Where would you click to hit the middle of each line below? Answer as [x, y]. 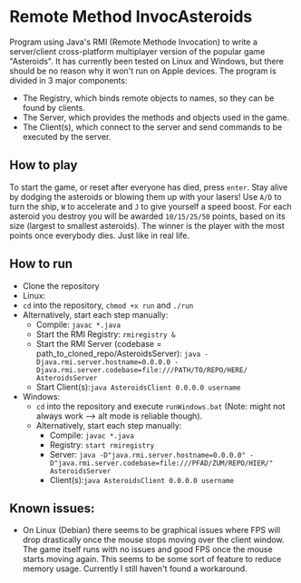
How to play [44, 165]
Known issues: [52, 508]
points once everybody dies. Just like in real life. [100, 235]
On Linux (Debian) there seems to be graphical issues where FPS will [151, 530]
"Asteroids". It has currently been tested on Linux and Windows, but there [146, 61]
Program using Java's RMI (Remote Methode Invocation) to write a [134, 42]
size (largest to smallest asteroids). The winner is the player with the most [147, 225]
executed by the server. [67, 136]
